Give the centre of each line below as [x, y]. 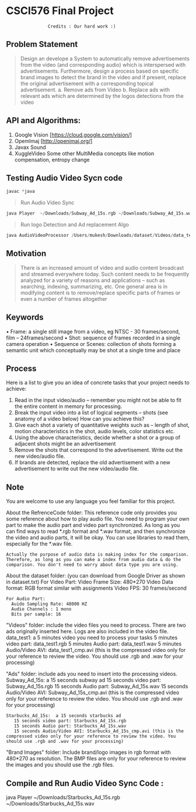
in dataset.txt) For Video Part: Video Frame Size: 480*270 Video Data [90, 582]
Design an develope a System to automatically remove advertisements [105, 58]
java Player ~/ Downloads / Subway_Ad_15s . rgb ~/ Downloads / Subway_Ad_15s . [96, 213]
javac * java [20, 192]
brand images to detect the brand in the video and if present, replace [103, 77]
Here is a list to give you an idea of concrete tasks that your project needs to [98, 383]
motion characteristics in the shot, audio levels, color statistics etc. [94, 432]
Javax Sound [30, 147]
